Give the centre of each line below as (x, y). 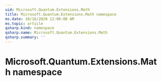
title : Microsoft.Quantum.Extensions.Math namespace (61, 14)
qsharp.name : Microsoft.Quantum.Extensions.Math (56, 33)
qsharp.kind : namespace (30, 28)
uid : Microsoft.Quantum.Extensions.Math (48, 10)
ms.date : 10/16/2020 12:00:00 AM (40, 19)
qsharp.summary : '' (25, 38)
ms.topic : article (24, 23)
